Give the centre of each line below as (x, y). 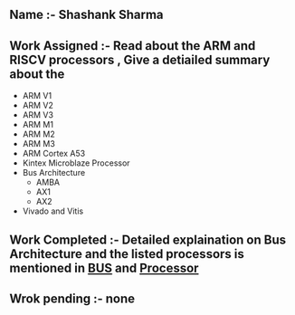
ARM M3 (39, 144)
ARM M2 (39, 134)
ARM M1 (38, 125)
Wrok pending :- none (72, 298)
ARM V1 (37, 96)
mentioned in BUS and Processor (104, 267)
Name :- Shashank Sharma (87, 15)
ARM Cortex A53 (54, 154)
